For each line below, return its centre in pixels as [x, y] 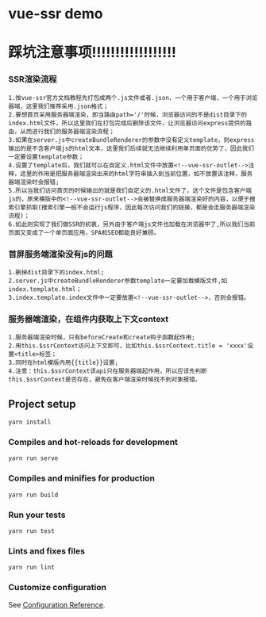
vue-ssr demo [56, 14]
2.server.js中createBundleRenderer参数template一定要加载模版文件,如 [118, 281]
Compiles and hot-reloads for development [93, 442]
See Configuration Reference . [57, 604]
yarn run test [32, 531]
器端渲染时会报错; [34, 182]
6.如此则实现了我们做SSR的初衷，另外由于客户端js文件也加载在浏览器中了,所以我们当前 [132, 224]
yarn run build [33, 495]
